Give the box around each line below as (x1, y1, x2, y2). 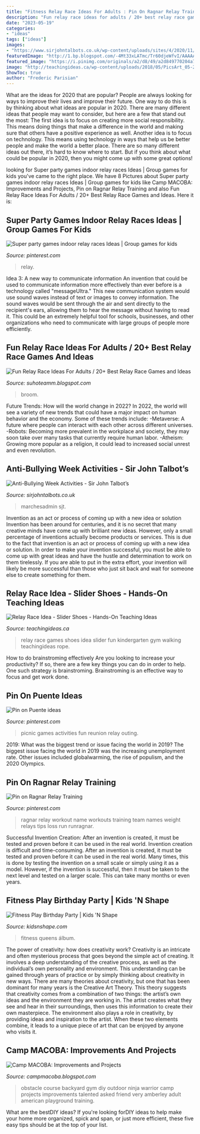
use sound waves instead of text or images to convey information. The (6, 293, 179, 301)
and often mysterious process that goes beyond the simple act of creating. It (6, 952, 194, 959)
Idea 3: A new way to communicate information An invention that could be (6, 274, 187, 282)
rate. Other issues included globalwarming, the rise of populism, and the (6, 754, 183, 761)
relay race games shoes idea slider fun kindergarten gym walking (20, 636, 182, 643)
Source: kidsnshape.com (6, 923, 67, 930)
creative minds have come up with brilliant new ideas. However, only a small (6, 527, 193, 534)
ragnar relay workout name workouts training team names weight (20, 816, 181, 823)
